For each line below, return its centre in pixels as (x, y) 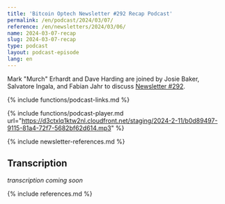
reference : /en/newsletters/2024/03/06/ (67, 26)
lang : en (20, 59)
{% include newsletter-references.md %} (66, 141)
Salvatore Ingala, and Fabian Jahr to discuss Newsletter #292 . (96, 86)
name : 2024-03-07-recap (42, 33)
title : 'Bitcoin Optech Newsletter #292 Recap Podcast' (90, 14)
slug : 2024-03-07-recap (42, 40)
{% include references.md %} (50, 194)
